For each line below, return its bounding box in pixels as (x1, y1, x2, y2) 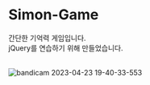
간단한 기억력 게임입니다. (8, 33, 86, 42)
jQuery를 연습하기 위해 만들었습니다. (8, 42, 123, 53)
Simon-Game (8, 6, 99, 24)
